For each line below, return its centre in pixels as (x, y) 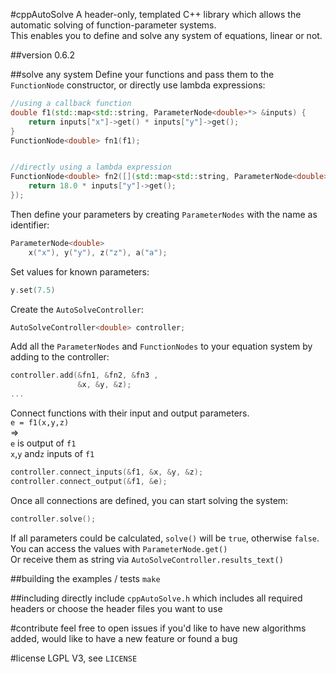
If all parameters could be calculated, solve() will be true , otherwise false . (165, 538)
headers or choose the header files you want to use (116, 608)
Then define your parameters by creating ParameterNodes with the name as (164, 214)
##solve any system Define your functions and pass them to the (142, 74)
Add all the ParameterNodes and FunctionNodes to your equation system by (161, 346)
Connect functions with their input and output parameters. (130, 413)
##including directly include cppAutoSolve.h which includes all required (156, 598)
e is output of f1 (43, 443)
